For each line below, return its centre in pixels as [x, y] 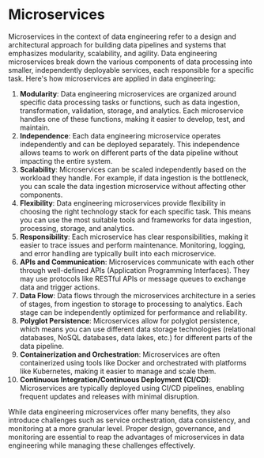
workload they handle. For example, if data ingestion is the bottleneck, [134, 178]
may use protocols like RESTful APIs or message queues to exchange [133, 278]
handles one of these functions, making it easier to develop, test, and [132, 119]
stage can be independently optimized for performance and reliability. [133, 312]
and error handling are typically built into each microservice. [118, 253]
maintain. [34, 127]
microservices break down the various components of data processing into [130, 62]
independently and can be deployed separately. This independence [129, 144]
